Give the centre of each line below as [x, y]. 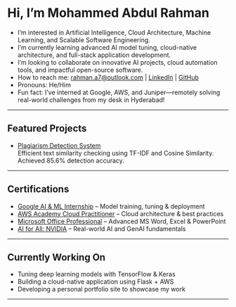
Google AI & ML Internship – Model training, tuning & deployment [111, 206]
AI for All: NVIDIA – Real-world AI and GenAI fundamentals [101, 228]
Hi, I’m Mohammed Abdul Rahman [108, 13]
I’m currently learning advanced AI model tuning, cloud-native [107, 47]
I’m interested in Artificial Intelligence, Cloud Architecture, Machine [114, 32]
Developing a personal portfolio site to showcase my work [101, 289]
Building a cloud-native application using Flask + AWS [96, 282]
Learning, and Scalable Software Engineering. [84, 39]
